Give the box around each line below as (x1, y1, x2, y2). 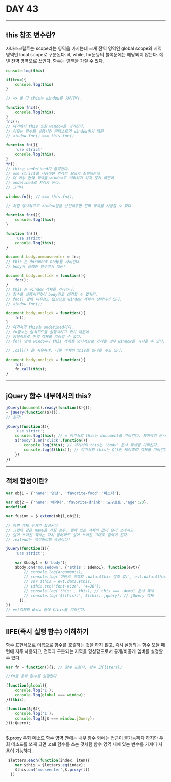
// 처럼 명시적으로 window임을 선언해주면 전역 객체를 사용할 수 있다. (6, 203, 134, 208)
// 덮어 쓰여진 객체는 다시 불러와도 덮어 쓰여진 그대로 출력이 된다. (6, 532, 129, 537)
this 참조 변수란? (6, 31, 56, 40)
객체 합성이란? (6, 477, 48, 485)
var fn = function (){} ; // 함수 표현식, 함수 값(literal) (6, 665, 122, 670)
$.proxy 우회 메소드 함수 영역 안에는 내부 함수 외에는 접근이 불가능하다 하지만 (6, 735, 158, 741)
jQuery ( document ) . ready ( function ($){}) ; (6, 405, 93, 410)
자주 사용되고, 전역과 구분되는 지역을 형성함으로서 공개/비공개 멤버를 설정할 (15, 648, 163, 654)
